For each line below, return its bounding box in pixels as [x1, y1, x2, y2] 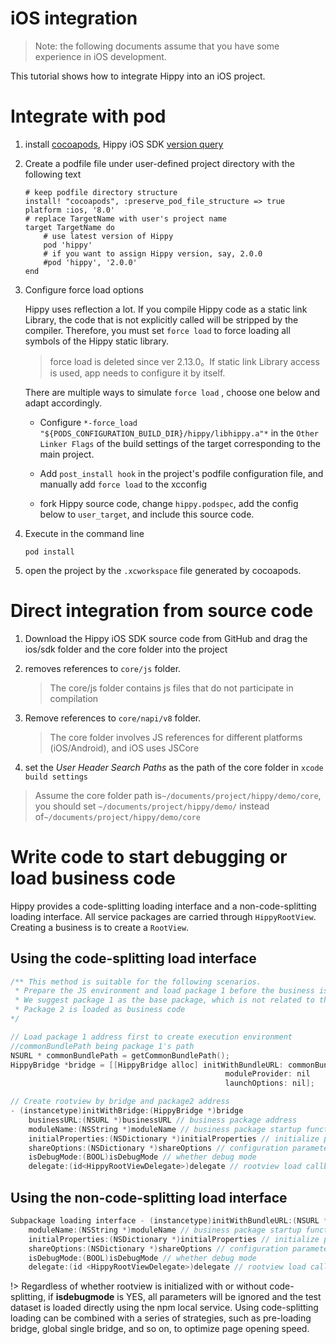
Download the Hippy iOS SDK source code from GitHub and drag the [24, 632, 308, 644]
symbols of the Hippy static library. [24, 335, 170, 347]
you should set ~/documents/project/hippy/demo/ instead [34, 800, 270, 812]
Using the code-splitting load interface [10, 950, 257, 967]
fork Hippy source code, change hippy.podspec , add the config [39, 497, 299, 509]
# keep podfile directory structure [24, 187, 178, 197]
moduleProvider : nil [224, 1069, 311, 1079]
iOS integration [10, 7, 138, 30]
